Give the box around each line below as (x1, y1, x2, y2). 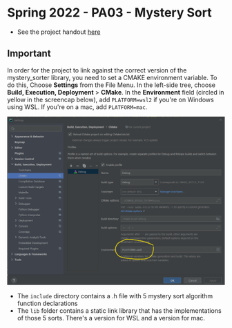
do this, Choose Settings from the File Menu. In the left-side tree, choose (7, 81, 216, 89)
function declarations (17, 299, 78, 308)
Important (7, 48, 51, 59)
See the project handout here (17, 28, 101, 36)
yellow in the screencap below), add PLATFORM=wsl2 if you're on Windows (7, 95, 214, 104)
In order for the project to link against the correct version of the (7, 66, 187, 74)
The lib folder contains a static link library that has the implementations (17, 307, 222, 315)
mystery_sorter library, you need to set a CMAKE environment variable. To (7, 73, 217, 81)
